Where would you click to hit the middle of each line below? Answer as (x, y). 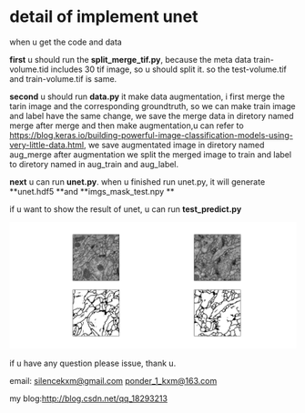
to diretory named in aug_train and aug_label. (94, 164)
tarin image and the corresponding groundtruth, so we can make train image (152, 106)
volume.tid (29, 69)
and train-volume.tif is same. (63, 78)
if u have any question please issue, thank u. (93, 363)
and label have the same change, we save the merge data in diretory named (152, 116)
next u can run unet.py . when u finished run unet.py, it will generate (137, 181)
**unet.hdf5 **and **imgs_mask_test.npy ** (92, 191)
